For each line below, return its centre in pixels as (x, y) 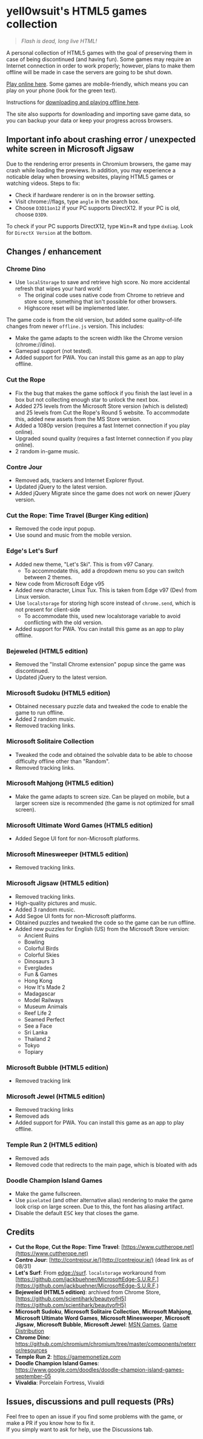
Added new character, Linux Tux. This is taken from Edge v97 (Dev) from (106, 590)
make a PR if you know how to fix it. (51, 1423)
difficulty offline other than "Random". (62, 761)
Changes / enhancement (54, 252)
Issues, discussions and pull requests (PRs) (90, 1402)
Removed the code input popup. (55, 529)
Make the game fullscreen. (48, 1193)
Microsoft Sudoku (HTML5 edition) (58, 693)
